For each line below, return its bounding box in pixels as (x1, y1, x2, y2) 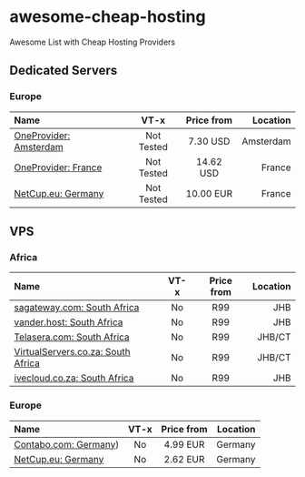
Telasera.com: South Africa (14, 330, 130, 343)
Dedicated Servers (9, 63, 118, 78)
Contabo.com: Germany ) (14, 438, 120, 451)
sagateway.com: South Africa (14, 301, 140, 314)
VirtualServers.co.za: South (14, 346, 131, 359)
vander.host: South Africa (14, 316, 123, 329)
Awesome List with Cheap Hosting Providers (9, 36, 175, 47)
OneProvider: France (14, 161, 103, 174)
